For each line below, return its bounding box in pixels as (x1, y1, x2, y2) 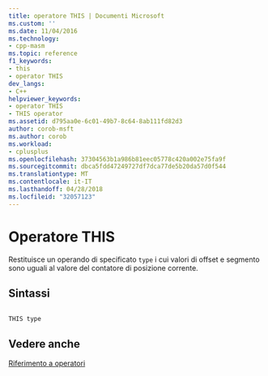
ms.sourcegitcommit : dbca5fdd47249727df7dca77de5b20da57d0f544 (8, 163, 227, 171)
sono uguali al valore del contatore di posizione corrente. (8, 263, 198, 272)
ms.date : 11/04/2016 (8, 27, 79, 35)
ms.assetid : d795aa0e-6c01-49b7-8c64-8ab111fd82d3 (8, 117, 183, 126)
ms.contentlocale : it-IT (8, 177, 92, 186)
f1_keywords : (8, 58, 53, 66)
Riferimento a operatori (8, 358, 86, 369)
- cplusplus (8, 147, 49, 156)
